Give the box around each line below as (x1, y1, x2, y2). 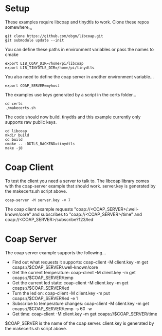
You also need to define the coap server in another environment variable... (5, 74, 154, 79)
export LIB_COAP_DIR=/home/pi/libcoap (5, 61, 84, 66)
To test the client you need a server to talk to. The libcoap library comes (5, 178, 149, 184)
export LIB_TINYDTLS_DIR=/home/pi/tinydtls (5, 65, 95, 70)
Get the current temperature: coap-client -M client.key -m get (12, 269, 136, 275)
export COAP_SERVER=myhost (5, 83, 60, 88)
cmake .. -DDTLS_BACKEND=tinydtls (5, 141, 75, 146)
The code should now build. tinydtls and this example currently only (5, 114, 141, 120)
